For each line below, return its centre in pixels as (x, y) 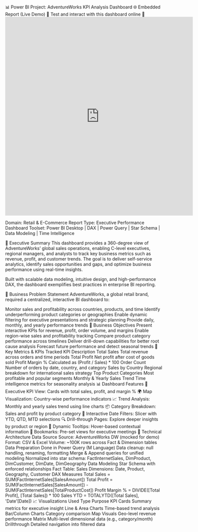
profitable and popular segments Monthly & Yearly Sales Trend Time (75, 378)
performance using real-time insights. (44, 269)
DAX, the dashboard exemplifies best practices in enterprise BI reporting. (80, 284)
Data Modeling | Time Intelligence (40, 233)
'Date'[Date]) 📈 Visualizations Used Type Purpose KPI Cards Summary (78, 501)
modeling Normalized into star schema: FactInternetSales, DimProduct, (78, 458)
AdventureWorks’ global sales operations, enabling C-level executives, (78, 248)
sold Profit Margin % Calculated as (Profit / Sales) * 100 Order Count (75, 362)
